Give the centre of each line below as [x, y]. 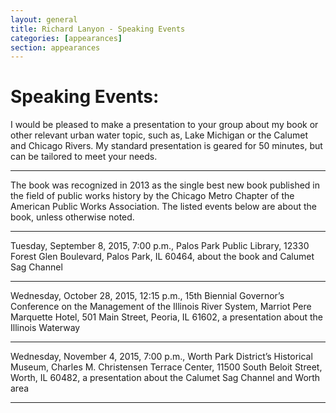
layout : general [44, 19]
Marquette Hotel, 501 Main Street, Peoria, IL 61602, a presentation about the [166, 317]
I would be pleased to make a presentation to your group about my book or [164, 125]
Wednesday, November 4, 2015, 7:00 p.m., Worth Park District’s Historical [161, 357]
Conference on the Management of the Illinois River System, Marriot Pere [161, 307]
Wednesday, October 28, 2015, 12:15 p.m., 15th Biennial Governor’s [147, 296]
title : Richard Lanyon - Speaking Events [98, 29]
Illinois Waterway [45, 328]
